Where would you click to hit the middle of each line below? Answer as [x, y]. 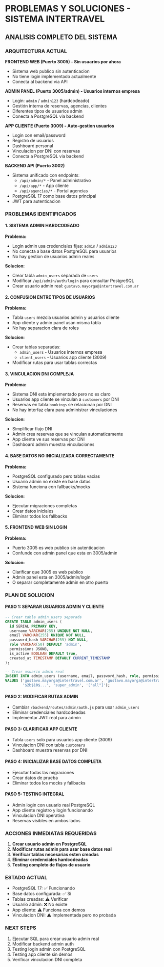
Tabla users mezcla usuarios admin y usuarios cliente [66, 317]
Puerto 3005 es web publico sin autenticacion [58, 548]
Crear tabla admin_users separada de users [55, 275]
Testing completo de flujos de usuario [51, 865]
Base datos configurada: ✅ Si [42, 894]
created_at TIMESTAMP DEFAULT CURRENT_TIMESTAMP [60, 658]
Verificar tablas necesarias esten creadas [55, 855]
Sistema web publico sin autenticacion [51, 71]
